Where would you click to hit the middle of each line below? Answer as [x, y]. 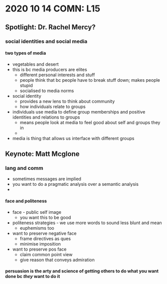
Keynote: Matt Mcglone [42, 154]
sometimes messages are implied [47, 179]
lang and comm [24, 168]
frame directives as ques [45, 238]
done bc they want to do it [33, 277]
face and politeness [26, 201]
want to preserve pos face [39, 249]
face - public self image [37, 212]
